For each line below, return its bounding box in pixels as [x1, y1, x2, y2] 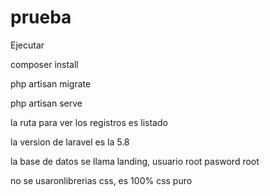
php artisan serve [10, 97, 83, 109]
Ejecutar [10, 39, 45, 51]
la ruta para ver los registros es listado [10, 116, 168, 128]
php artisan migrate [10, 77, 92, 90]
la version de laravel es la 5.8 [10, 136, 130, 148]
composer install [10, 58, 79, 70]
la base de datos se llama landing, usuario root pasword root [10, 155, 260, 167]
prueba [10, 6, 72, 29]
